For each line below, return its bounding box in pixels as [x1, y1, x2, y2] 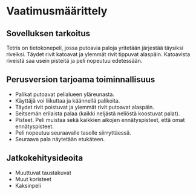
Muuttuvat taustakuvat [15, 169, 71, 176]
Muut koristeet [15, 175, 51, 182]
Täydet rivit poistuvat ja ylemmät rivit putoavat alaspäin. [15, 103, 154, 110]
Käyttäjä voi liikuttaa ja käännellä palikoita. [15, 97, 120, 104]
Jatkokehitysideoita [6, 153, 83, 164]
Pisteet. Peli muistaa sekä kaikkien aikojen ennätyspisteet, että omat [15, 116, 185, 123]
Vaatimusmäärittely [6, 4, 108, 18]
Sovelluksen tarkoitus [6, 28, 91, 39]
